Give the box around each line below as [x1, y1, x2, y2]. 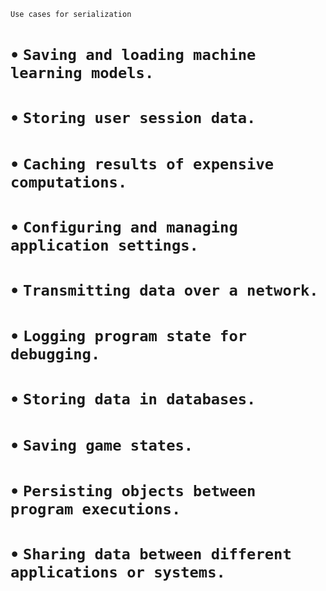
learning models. [10, 64, 155, 83]
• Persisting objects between [10, 478, 257, 501]
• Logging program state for [10, 324, 248, 347]
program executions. [10, 500, 182, 519]
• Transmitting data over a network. [10, 278, 319, 300]
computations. [10, 173, 128, 192]
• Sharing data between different [10, 541, 292, 564]
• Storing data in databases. [10, 387, 257, 410]
